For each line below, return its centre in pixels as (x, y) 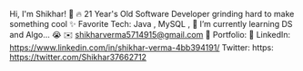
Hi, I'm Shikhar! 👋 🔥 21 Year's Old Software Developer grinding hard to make (152, 14)
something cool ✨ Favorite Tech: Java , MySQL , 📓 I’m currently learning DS (151, 24)
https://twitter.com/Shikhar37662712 (78, 57)
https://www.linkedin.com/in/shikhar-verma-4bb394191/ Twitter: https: (142, 48)
